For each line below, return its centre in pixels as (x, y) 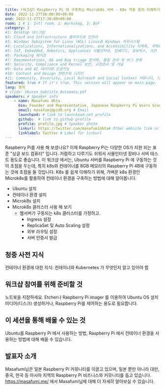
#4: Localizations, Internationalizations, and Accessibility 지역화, (77, 46)
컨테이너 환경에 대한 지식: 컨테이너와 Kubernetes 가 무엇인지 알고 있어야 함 (77, 268)
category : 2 (17, 28)
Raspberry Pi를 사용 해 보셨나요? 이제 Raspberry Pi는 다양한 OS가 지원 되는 (78, 147)
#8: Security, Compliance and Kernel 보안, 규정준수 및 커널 (64, 64)
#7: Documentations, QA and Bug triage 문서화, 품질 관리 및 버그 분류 (74, 60)
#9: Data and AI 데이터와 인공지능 (37, 69)
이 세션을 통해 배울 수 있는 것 (45, 320)
